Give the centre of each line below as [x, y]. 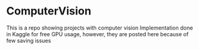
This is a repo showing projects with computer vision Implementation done [100, 28]
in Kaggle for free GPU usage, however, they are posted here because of [97, 34]
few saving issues [29, 40]
